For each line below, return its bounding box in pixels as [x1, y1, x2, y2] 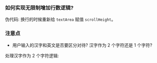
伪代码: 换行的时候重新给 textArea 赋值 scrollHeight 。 [5, 16, 116, 23]
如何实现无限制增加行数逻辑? [5, 4, 74, 11]
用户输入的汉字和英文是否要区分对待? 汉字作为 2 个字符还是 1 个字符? [12, 42, 153, 48]
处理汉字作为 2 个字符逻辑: [5, 53, 59, 59]
